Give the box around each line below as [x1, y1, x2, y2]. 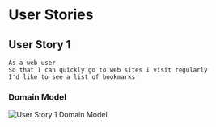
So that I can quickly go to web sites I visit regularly [8, 66, 208, 74]
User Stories [8, 6, 94, 24]
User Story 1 [8, 38, 71, 51]
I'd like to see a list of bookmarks [8, 73, 136, 81]
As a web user [8, 59, 57, 67]
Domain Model [8, 91, 67, 102]
